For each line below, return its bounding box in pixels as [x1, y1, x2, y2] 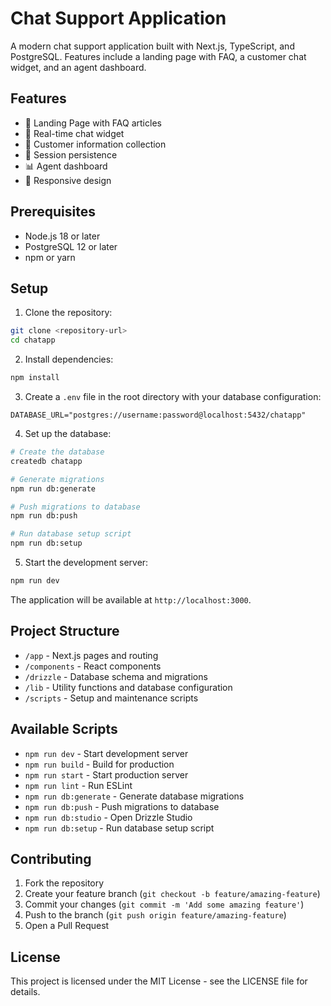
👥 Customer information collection [24, 138, 167, 150]
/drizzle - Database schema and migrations [24, 670, 208, 682]
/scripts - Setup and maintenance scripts [24, 692, 199, 704]
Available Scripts [10, 721, 118, 738]
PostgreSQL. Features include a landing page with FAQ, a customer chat [10, 50, 307, 62]
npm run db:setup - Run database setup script [24, 822, 215, 834]
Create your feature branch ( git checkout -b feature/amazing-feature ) [24, 888, 321, 900]
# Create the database [10, 447, 105, 457]
